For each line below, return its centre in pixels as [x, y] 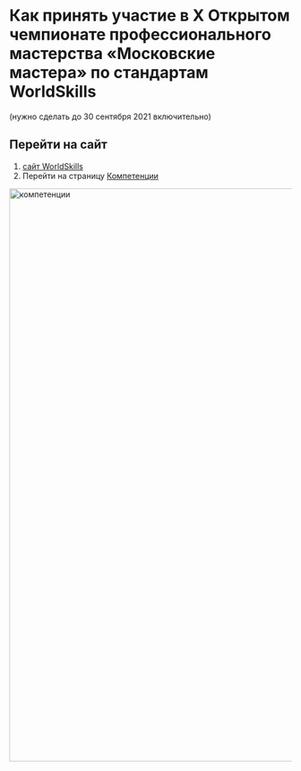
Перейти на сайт [58, 145]
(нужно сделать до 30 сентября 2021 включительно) [111, 116]
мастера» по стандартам [109, 73]
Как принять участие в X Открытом [150, 16]
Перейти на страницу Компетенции [90, 176]
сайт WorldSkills [52, 166]
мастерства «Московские [112, 54]
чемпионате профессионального [140, 34]
